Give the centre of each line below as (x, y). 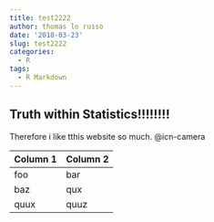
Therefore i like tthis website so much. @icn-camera (107, 136)
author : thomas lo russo (56, 26)
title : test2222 (40, 18)
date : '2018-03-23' (46, 35)
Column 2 (87, 159)
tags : (20, 69)
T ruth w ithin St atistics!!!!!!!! (90, 115)
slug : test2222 (38, 43)
